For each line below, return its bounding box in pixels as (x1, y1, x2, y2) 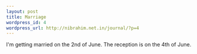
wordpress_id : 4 (6, 19, 46, 25)
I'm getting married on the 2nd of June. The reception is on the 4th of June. (6, 41, 192, 48)
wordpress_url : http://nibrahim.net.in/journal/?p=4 (6, 25, 139, 31)
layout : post (6, 8, 39, 15)
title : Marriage (6, 14, 46, 20)
